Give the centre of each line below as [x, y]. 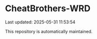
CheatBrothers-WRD [48, 9]
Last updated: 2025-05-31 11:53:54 [40, 22]
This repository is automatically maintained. [49, 31]
